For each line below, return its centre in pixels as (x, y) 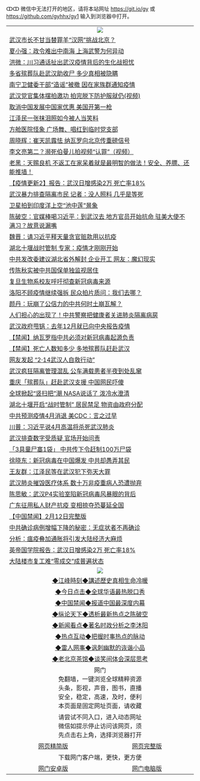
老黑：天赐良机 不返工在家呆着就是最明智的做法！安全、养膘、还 (99, 163)
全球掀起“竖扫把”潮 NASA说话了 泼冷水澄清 (69, 393)
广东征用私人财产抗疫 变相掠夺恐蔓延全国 (67, 505)
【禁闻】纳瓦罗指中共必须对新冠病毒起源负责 (72, 337)
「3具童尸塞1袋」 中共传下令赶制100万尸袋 (71, 449)
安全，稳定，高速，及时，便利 (100, 697)
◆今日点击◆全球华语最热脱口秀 (100, 592)
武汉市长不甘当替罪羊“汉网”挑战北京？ (62, 40)
